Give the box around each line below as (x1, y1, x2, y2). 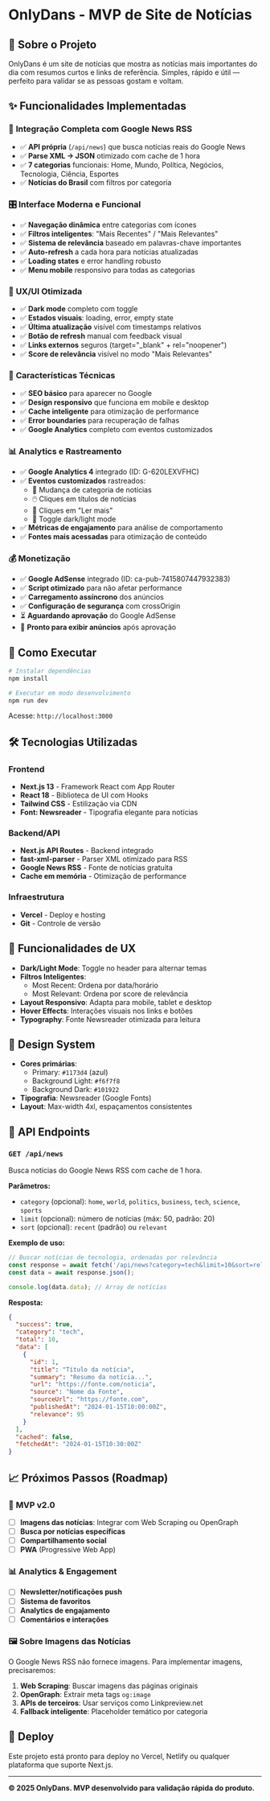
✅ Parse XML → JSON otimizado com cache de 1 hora (19, 150, 201, 160)
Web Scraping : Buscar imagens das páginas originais (19, 1680, 198, 1691)
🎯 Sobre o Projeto (8, 38, 97, 52)
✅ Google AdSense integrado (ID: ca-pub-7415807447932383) (19, 574, 231, 584)
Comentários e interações (19, 1614, 109, 1624)
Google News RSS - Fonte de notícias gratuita (19, 863, 173, 872)
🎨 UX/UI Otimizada (8, 286, 83, 297)
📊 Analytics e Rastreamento (8, 445, 122, 456)
